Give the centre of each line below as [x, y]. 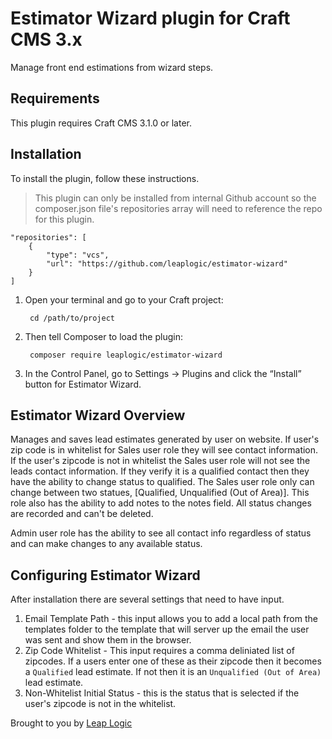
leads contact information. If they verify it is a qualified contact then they [160, 471]
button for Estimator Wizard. [83, 384]
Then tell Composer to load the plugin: [103, 336]
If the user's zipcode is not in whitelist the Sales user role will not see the [160, 461]
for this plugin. [64, 219]
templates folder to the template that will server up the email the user [167, 629]
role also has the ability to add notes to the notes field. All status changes [161, 503]
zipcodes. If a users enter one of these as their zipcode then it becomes [173, 661]
